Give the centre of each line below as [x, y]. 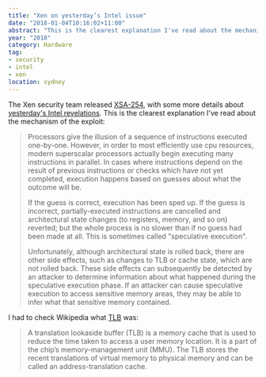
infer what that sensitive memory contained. [99, 302]
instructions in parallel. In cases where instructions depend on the [135, 162]
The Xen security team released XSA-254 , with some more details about [126, 105]
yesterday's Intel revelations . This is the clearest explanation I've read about [132, 112]
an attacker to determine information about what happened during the [141, 276]
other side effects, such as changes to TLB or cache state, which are [140, 260]
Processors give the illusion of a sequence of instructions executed [137, 136]
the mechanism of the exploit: [57, 121]
